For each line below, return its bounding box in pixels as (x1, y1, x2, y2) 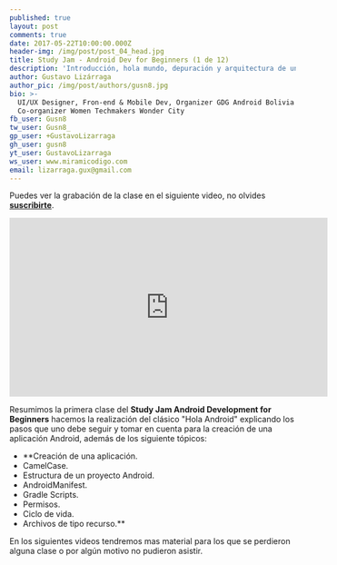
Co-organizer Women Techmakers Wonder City (17, 106, 184, 115)
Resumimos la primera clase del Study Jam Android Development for (9, 404, 272, 415)
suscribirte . (9, 200, 55, 211)
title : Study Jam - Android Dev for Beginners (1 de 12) (9, 55, 230, 64)
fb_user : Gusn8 (9, 114, 67, 124)
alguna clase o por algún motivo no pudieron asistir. (9, 546, 203, 557)
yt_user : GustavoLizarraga (9, 148, 112, 157)
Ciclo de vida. (22, 509, 74, 520)
